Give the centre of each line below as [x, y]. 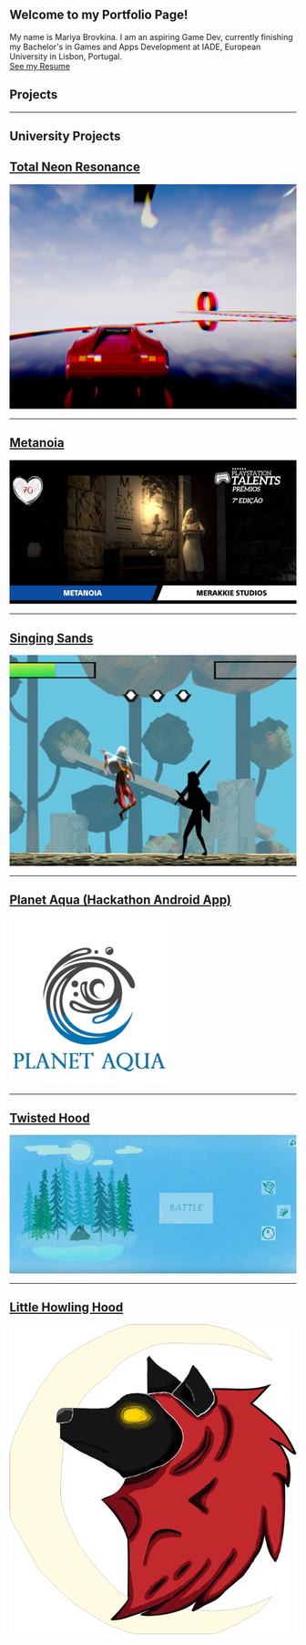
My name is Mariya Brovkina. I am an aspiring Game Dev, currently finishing [151, 36]
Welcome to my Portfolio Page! [99, 15]
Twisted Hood [50, 1117]
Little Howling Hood [66, 1307]
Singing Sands [51, 638]
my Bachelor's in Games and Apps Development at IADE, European [135, 47]
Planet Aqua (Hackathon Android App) [121, 900]
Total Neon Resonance [75, 167]
